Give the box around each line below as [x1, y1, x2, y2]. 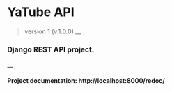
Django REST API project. [7, 45, 95, 54]
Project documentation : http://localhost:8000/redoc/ [7, 76, 166, 84]
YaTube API [7, 4, 75, 20]
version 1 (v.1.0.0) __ [24, 27, 81, 36]
